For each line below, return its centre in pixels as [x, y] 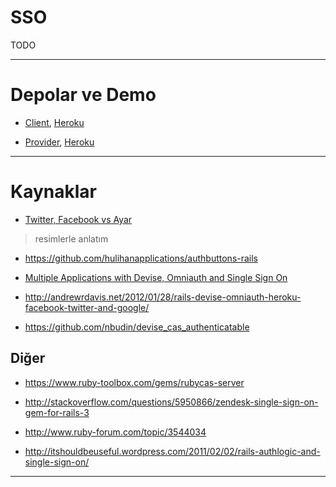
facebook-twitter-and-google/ [87, 307]
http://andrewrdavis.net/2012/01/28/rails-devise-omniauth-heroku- [163, 297]
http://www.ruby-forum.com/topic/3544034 [115, 432]
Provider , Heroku [59, 142]
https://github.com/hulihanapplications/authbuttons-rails [141, 258]
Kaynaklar [53, 192]
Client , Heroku [54, 122]
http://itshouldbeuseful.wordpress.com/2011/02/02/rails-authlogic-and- [172, 451]
